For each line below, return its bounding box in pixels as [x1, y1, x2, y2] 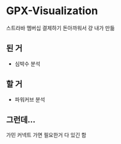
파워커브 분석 [14, 96, 45, 103]
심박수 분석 [14, 60, 41, 67]
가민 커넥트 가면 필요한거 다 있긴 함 [6, 132, 87, 139]
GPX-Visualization [6, 4, 99, 18]
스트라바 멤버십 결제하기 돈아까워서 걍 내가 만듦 [6, 24, 115, 31]
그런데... [6, 114, 36, 125]
